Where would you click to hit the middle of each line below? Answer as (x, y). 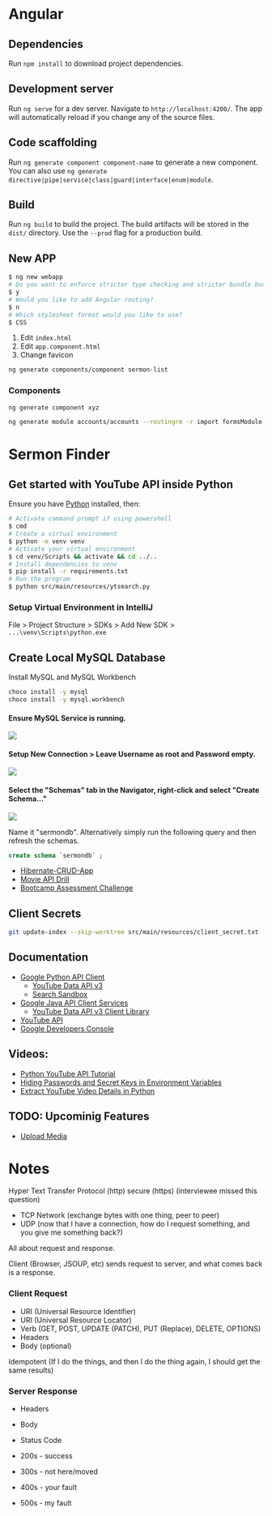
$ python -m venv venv (47, 541)
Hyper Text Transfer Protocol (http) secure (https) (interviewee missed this (133, 1191)
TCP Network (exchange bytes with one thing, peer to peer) (120, 1215)
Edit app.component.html (60, 346)
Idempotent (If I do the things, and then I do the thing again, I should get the (134, 1361)
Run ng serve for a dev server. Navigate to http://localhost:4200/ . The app (136, 108)
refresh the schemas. (44, 841)
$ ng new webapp (36, 277)
